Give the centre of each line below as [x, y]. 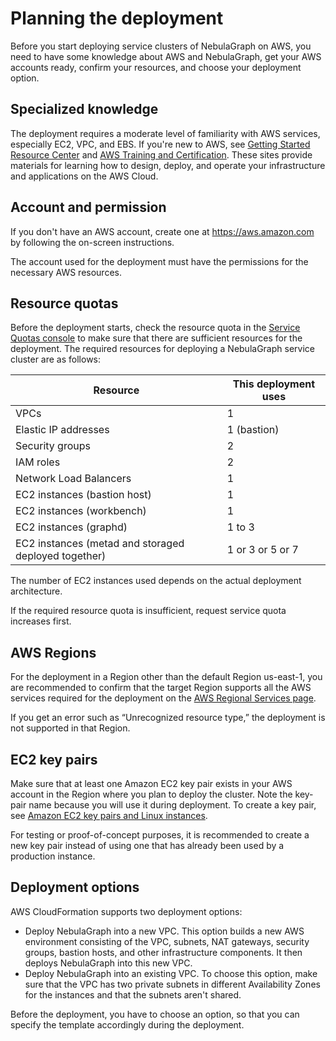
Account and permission [88, 207]
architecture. [36, 591]
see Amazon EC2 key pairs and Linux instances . [109, 815]
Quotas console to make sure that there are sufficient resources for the [156, 338]
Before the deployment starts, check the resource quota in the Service [155, 328]
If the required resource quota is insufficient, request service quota [148, 611]
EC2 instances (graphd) [71, 527]
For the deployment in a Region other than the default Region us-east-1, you [166, 677]
